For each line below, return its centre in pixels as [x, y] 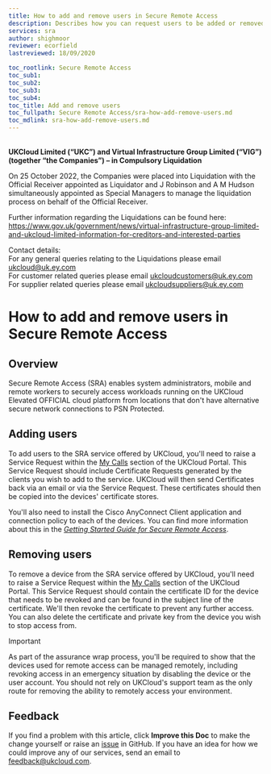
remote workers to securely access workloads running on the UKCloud [126, 391]
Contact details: [35, 250]
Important [25, 641]
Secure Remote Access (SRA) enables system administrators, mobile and [130, 383]
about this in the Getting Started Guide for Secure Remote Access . [119, 529]
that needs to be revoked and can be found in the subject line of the [121, 599]
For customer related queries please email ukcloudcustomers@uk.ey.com [131, 276]
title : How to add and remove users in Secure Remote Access [113, 16]
